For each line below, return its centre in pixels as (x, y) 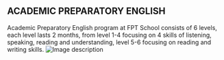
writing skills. (26, 49)
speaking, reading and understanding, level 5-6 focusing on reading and (109, 42)
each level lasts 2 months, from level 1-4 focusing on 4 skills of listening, (110, 35)
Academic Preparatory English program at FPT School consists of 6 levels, (112, 27)
